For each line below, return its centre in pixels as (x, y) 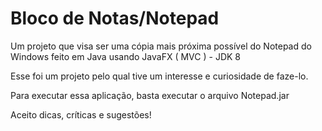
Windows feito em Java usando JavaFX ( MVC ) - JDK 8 (125, 56)
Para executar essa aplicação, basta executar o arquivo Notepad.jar (150, 95)
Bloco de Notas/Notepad (115, 18)
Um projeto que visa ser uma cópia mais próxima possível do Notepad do (161, 46)
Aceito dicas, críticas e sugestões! (81, 114)
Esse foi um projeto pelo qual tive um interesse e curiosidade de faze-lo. (159, 76)
